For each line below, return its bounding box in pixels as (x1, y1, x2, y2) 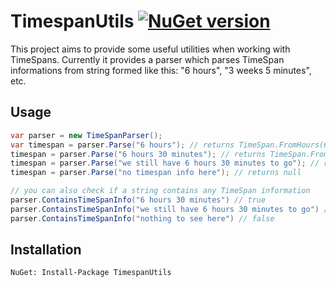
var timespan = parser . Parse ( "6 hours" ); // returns (10, 140, 235, 150)
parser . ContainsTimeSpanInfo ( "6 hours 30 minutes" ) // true (10, 195, 267, 205)
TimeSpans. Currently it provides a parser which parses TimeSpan (10, 53, 285, 65)
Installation (10, 241, 82, 259)
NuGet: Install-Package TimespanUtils (10, 268, 172, 278)
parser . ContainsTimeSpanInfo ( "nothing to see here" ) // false (10, 213, 275, 224)
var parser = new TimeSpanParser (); (10, 130, 163, 140)
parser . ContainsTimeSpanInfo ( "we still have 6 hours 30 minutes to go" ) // (10, 204, 333, 214)
